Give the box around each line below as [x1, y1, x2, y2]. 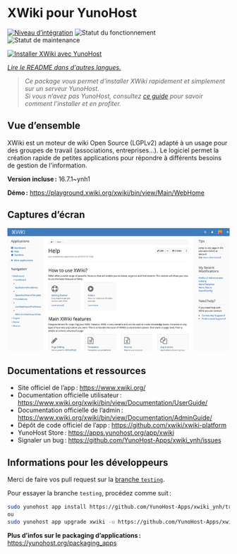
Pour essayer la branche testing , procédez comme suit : [7, 489, 171, 498]
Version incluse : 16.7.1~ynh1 [7, 174, 90, 183]
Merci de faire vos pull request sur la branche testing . [7, 475, 165, 484]
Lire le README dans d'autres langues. [7, 63, 121, 71]
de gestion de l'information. [7, 161, 87, 169]
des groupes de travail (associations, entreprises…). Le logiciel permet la [7, 146, 219, 155]
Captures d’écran [7, 209, 85, 221]
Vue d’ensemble [7, 120, 81, 132]
